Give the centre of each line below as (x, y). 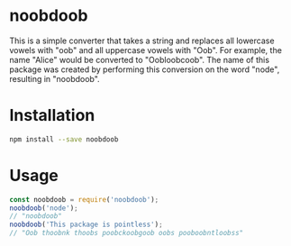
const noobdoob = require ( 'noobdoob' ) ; (84, 199)
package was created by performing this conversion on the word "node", (145, 69)
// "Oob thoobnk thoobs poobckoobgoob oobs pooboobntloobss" (127, 233)
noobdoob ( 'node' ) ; (44, 208)
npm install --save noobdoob (64, 139)
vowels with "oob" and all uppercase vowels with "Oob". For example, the (145, 50)
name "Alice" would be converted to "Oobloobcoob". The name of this (140, 59)
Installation (52, 116)
